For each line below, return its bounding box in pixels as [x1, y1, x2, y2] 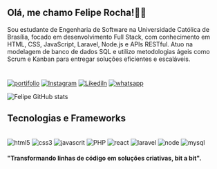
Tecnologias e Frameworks [7, 112, 126, 125]
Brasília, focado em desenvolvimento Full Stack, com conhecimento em [7, 33, 211, 41]
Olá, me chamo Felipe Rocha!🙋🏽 [7, 7, 147, 19]
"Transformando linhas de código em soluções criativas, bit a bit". [7, 154, 202, 163]
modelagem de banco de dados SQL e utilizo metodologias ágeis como [7, 47, 210, 55]
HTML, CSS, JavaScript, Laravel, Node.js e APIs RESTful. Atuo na [7, 39, 194, 48]
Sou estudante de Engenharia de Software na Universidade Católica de [7, 25, 209, 33]
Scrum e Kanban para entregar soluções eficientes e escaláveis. [7, 55, 191, 63]
